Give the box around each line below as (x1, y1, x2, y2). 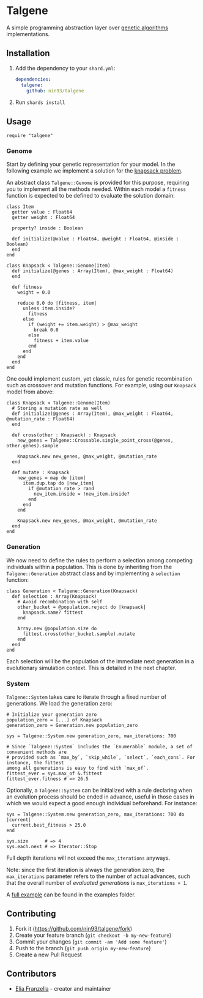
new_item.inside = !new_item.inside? (33, 491, 130, 497)
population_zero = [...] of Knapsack (6, 717, 103, 723)
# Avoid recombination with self (17, 598, 103, 605)
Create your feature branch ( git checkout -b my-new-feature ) (15, 931, 172, 939)
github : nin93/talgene (26, 88, 84, 94)
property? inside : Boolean (12, 225, 84, 231)
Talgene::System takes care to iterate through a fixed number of (6, 693, 167, 701)
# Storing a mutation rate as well (12, 405, 103, 412)
